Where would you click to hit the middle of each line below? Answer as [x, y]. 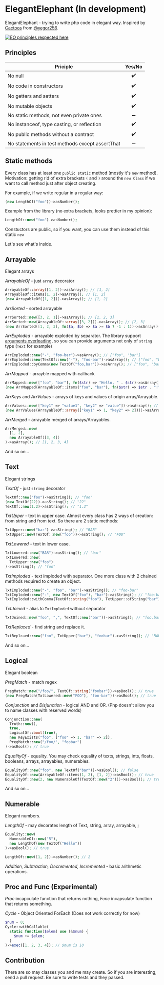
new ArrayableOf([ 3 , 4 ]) [35, 438]
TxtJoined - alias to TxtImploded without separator [55, 609]
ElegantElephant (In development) [76, 9]
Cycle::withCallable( [27, 927]
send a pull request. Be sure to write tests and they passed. [65, 978]
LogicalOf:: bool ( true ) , [33, 733]
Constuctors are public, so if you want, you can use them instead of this [77, 230]
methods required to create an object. [43, 581]
